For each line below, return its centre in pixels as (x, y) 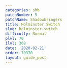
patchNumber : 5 (21, 15)
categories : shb (22, 10)
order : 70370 (19, 53)
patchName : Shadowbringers (34, 19)
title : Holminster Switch (32, 24)
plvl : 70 (14, 39)
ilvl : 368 (16, 43)
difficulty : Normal (26, 34)
